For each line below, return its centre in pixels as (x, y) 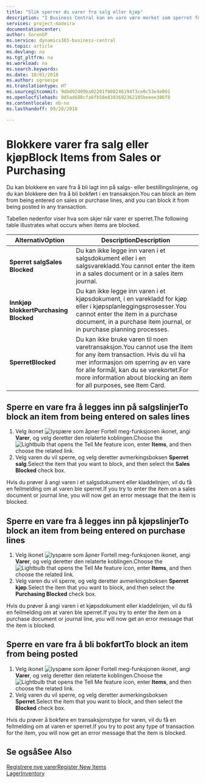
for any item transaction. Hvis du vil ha (131, 354)
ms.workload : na (27, 63)
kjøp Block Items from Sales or (84, 157)
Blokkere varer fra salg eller (77, 144)
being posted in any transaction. (47, 207)
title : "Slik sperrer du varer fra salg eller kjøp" (75, 12)
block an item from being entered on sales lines (98, 417)
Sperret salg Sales (36, 262)
